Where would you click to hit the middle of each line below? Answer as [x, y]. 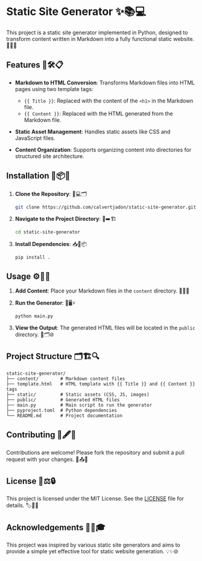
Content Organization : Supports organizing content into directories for [103, 150]
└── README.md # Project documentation [64, 416]
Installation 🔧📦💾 [38, 176]
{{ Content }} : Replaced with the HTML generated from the [98, 113]
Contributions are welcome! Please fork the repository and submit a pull [96, 452]
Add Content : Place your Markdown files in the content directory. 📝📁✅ [102, 291]
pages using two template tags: [54, 89]
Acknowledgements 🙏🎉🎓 [56, 528]
